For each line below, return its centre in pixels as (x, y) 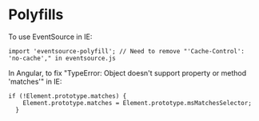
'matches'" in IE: (35, 81)
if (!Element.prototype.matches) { (68, 96)
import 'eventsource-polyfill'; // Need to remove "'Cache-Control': (127, 51)
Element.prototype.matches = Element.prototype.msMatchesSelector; (137, 103)
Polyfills (36, 15)
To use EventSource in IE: (50, 37)
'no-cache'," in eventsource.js (62, 58)
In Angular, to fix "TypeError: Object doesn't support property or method (127, 72)
